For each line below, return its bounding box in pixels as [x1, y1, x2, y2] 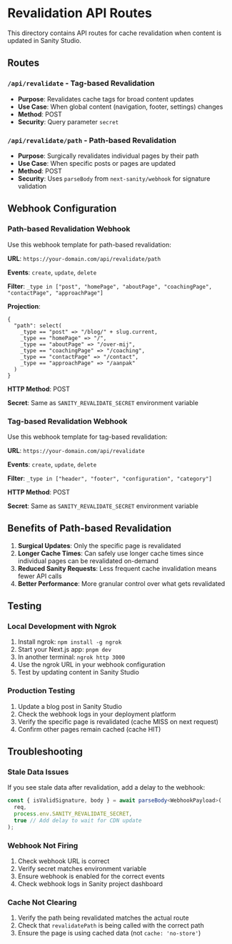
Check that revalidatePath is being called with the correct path [17, 921, 205, 930]
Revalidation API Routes [7, 5, 152, 21]
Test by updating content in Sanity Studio [17, 668, 139, 677]
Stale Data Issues [7, 767, 69, 777]
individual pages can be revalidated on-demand [17, 556, 158, 565]
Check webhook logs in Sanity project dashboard [17, 880, 163, 888]
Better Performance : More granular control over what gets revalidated [17, 579, 226, 587]
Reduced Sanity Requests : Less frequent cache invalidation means [17, 564, 217, 572]
